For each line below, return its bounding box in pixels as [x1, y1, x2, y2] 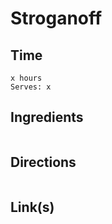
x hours [10, 73, 43, 83]
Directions [10, 154, 77, 171]
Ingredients [10, 109, 84, 126]
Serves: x [10, 82, 52, 92]
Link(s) [10, 199, 55, 216]
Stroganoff [10, 7, 103, 30]
